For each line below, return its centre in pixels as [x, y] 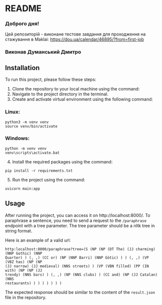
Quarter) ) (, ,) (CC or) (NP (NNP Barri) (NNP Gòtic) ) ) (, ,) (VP [77, 258]
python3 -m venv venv [27, 122]
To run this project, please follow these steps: [51, 80]
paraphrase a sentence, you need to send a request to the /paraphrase [76, 220]
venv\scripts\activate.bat [32, 153]
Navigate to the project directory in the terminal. [60, 94]
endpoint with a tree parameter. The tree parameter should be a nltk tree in [80, 225]
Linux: [13, 112]
